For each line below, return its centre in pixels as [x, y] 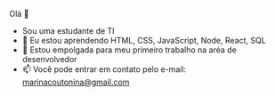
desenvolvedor [49, 59]
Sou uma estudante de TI [68, 31]
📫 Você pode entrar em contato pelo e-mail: [104, 69]
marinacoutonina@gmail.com [76, 82]
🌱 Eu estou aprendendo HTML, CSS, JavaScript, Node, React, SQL [144, 40]
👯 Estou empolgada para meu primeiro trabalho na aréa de [129, 50]
